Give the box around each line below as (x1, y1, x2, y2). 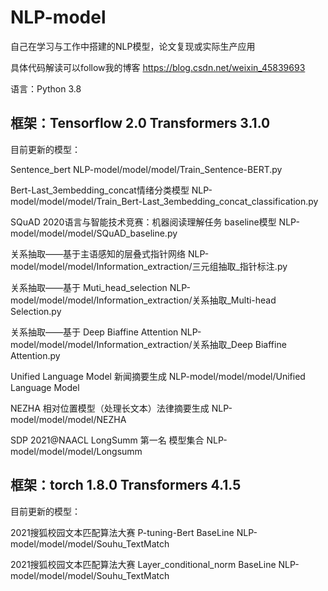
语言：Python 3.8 (10, 82, 82, 95)
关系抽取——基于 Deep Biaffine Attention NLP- (10, 326, 202, 338)
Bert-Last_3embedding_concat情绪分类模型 (10, 184, 190, 196)
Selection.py (10, 305, 62, 317)
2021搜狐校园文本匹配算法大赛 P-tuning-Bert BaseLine (10, 526, 235, 538)
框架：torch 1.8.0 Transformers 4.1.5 (10, 477, 242, 494)
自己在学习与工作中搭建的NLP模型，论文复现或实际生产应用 (10, 40, 256, 52)
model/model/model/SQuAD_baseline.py (10, 227, 178, 239)
